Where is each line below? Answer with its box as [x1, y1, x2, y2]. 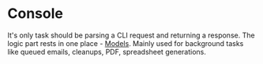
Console [7, 5, 64, 23]
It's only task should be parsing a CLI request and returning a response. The [7, 30, 255, 40]
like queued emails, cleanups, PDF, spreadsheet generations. [7, 47, 207, 56]
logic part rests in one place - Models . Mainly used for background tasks [7, 38, 244, 48]
